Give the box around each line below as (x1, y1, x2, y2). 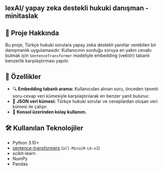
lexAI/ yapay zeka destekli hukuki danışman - (5, 4, 149, 12)
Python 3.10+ (12, 140, 40, 146)
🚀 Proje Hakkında (5, 28, 59, 37)
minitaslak (5, 12, 38, 20)
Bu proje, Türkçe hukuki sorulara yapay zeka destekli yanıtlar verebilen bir (5, 42, 157, 48)
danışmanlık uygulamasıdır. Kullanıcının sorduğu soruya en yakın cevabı (5, 47, 152, 53)
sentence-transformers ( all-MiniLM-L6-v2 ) (12, 145, 100, 151)
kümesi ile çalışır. (12, 104, 48, 110)
